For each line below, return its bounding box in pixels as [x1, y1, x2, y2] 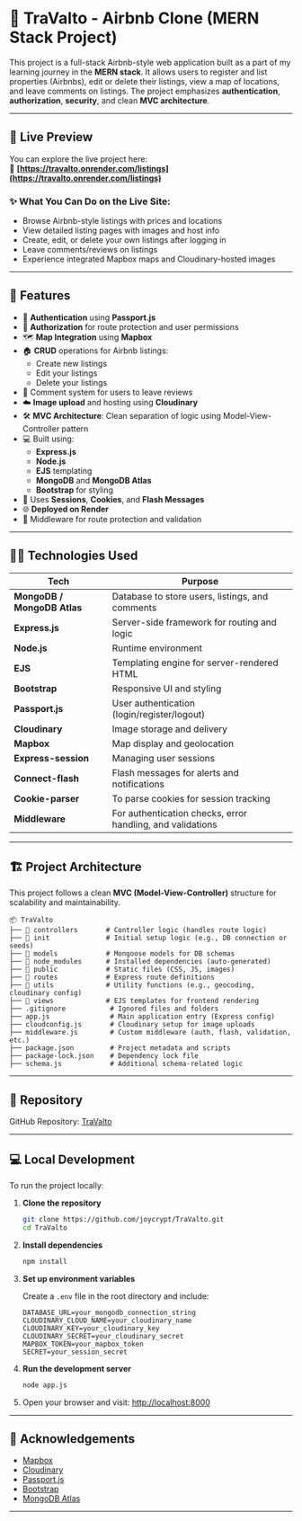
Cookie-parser [13, 792, 80, 805]
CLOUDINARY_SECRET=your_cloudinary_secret [22, 1331, 184, 1340]
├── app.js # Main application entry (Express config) [9, 1012, 276, 1021]
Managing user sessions [111, 752, 216, 764]
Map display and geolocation [111, 737, 235, 750]
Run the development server [22, 1363, 132, 1374]
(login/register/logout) [111, 707, 206, 720]
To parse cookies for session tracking [111, 792, 271, 805]
